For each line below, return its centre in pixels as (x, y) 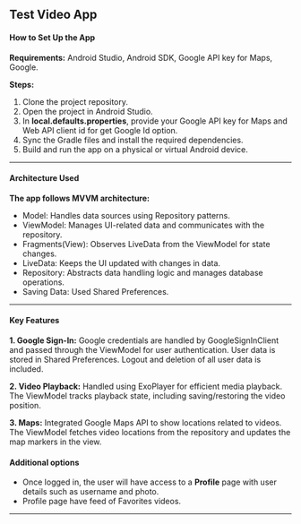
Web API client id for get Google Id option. (100, 130)
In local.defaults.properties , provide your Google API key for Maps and (155, 121)
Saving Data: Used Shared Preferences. (95, 291)
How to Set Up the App (52, 37)
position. (26, 405)
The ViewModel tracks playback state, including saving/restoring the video (147, 396)
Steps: (21, 84)
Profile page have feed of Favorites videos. (102, 502)
